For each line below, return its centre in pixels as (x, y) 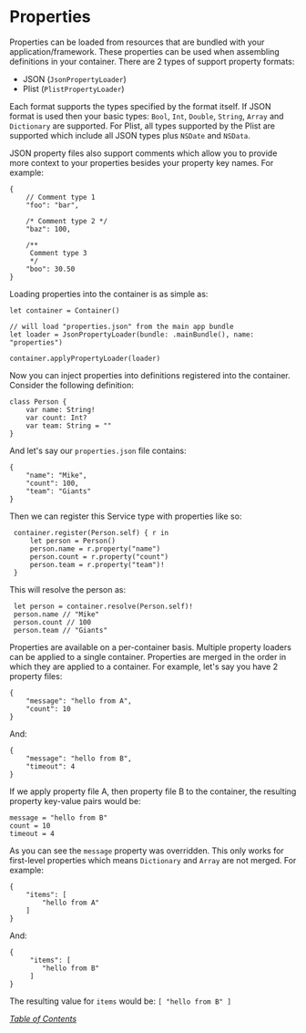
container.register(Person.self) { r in (91, 532)
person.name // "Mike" (56, 614)
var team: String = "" (69, 426)
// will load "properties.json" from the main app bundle (122, 326)
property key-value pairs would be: (75, 801)
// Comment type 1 (61, 197)
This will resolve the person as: (67, 589)
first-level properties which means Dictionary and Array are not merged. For (153, 860)
